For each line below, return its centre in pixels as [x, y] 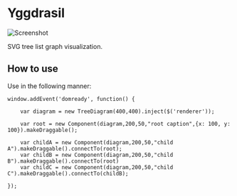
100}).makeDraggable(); [43, 130]
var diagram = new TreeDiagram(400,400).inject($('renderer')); [117, 111]
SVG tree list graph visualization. [55, 46]
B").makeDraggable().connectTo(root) [63, 161]
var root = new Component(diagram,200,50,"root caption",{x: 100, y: [126, 124]
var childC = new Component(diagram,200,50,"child [97, 167]
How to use [33, 69]
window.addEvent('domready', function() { [71, 99]
